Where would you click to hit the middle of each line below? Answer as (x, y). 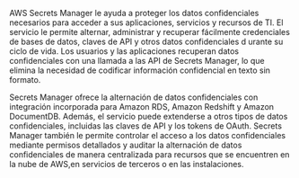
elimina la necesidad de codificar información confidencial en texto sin (140, 70)
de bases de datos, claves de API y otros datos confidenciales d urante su (146, 41)
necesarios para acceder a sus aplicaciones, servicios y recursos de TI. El (146, 22)
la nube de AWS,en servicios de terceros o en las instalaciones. (127, 164)
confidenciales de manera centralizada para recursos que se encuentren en (149, 155)
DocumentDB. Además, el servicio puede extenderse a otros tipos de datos (149, 116)
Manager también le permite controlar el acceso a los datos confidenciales (147, 135)
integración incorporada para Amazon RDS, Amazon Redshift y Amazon (142, 107)
